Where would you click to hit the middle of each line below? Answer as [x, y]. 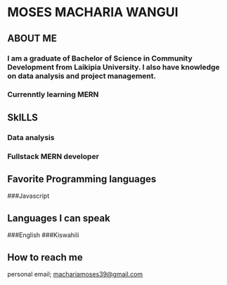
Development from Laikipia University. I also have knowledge [113, 67]
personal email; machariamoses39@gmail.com [75, 274]
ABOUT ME [32, 38]
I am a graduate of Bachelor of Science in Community [100, 58]
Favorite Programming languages [82, 179]
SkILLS [23, 117]
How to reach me [45, 257]
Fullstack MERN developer [53, 156]
